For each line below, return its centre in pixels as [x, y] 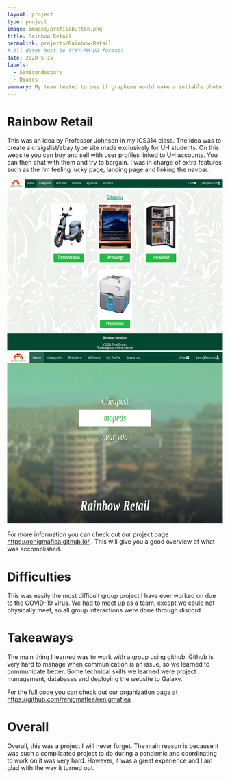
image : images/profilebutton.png [55, 29]
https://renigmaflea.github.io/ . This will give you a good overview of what [111, 542]
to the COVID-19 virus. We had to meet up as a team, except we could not [111, 603]
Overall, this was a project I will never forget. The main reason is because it [113, 746]
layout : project [30, 14]
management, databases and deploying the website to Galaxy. [95, 679]
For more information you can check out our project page [88, 534]
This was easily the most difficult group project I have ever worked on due [112, 596]
